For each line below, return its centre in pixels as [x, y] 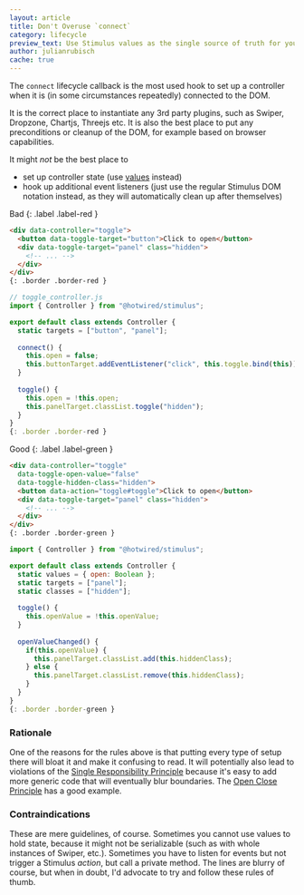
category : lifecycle [48, 34]
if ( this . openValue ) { [66, 650]
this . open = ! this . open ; [72, 398]
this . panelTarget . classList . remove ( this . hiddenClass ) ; [139, 676]
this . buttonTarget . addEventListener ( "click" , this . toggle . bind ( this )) [161, 365]
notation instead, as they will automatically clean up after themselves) [152, 196]
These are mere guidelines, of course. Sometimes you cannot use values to [150, 834]
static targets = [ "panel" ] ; [72, 583]
